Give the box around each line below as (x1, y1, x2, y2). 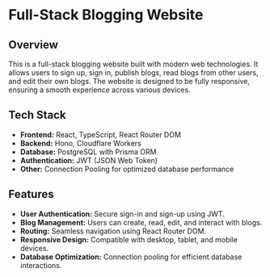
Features (8, 187, 54, 201)
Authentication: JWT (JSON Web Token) (19, 155, 158, 165)
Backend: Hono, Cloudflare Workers (19, 138, 141, 148)
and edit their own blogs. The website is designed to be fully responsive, (8, 77, 251, 86)
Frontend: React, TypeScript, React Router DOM (19, 129, 182, 139)
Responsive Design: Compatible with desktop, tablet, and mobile (19, 234, 238, 244)
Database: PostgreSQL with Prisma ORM (19, 147, 157, 157)
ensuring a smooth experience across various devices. (8, 85, 192, 94)
